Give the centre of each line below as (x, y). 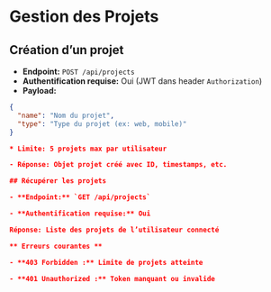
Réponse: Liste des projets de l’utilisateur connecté (114, 230)
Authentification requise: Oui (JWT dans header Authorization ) (142, 81)
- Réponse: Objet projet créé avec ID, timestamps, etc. (118, 165)
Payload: (39, 91)
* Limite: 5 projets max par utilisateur (88, 149)
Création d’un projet (67, 50)
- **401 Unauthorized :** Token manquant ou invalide (113, 278)
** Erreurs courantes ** (56, 246)
